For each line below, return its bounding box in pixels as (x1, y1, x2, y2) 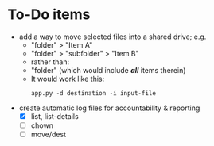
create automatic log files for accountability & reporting (18, 103, 200, 113)
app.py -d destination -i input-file (30, 89, 157, 97)
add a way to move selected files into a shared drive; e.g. (18, 32, 207, 41)
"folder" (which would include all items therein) (30, 65, 186, 75)
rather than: (30, 57, 69, 67)
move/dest (30, 129, 67, 140)
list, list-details (30, 111, 79, 121)
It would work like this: (30, 74, 105, 83)
